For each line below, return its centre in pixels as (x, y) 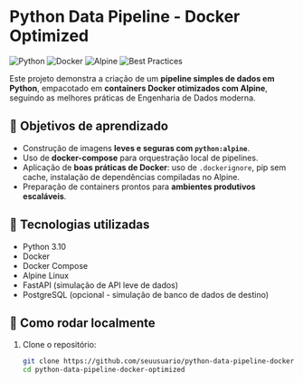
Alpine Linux (46, 275)
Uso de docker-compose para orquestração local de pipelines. (140, 158)
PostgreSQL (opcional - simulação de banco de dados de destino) (146, 294)
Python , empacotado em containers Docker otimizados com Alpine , (139, 88)
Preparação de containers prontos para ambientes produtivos (139, 187)
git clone (41, 361)
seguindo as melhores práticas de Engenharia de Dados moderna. (133, 98)
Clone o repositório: (59, 345)
